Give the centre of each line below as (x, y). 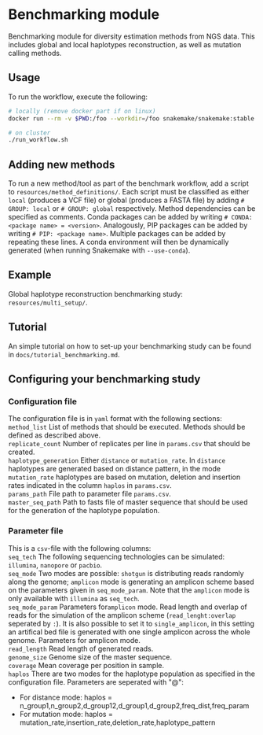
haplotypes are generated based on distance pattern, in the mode (115, 469)
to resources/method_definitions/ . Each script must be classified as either (129, 192)
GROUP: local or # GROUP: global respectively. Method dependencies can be (132, 209)
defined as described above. (54, 435)
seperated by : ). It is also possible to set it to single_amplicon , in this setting (131, 623)
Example (30, 275)
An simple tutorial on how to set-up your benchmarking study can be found (130, 346)
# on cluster (29, 133)
